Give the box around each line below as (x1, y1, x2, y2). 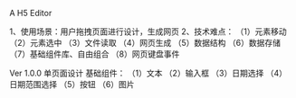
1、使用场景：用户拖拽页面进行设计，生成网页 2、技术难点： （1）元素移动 (9, 26, 287, 37)
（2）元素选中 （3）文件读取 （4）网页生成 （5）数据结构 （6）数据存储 (9, 38, 281, 48)
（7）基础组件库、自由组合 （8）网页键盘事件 (9, 49, 180, 59)
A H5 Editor (9, 8, 53, 18)
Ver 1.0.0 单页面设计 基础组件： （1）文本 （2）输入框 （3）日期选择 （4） (9, 67, 288, 78)
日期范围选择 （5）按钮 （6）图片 (9, 79, 135, 89)
